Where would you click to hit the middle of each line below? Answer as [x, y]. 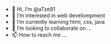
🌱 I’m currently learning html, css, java [58, 22]
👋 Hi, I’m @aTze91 [33, 9]
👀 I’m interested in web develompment [58, 15]
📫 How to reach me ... [39, 35]
